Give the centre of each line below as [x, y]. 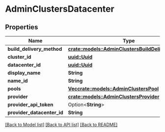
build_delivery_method [35, 49]
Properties [22, 27]
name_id [18, 81]
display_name [24, 73]
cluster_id [19, 57]
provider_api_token [30, 105]
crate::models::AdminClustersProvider [114, 97]
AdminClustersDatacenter [60, 9]
